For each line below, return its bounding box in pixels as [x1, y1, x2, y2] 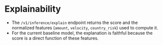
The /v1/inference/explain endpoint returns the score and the [11, 20, 138, 25]
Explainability [4, 3, 61, 15]
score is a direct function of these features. [11, 35, 99, 41]
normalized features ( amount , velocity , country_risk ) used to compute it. [11, 24, 158, 30]
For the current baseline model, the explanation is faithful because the [11, 30, 153, 36]
